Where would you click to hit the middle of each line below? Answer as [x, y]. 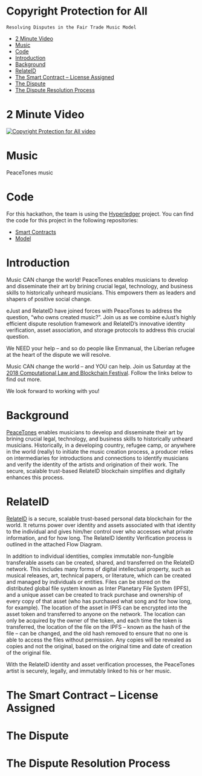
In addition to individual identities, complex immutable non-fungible [90, 556]
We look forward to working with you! [53, 391]
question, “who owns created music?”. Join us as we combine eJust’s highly [101, 317]
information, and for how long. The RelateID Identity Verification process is [99, 538]
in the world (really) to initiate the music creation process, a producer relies [100, 451]
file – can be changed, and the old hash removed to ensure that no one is [97, 633]
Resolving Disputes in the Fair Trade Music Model [71, 27]
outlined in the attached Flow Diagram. [54, 544]
